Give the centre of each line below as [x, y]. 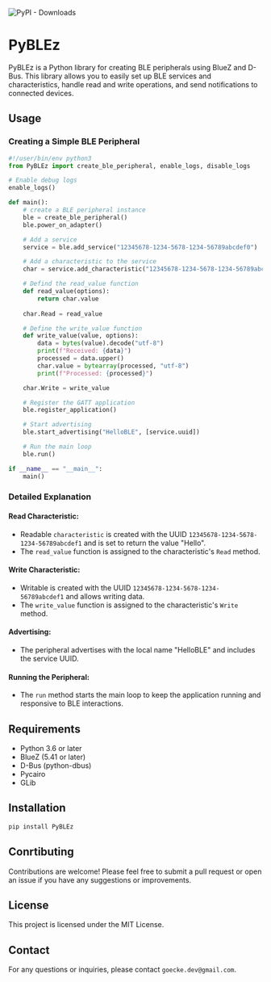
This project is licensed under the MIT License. [86, 925]
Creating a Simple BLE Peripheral [74, 141]
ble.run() [40, 454]
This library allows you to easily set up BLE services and [118, 76]
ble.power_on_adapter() [63, 225]
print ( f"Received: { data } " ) [84, 351]
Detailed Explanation [50, 497]
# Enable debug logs [43, 180]
